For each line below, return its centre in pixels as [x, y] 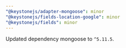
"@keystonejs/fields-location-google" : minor [63, 17]
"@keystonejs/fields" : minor [42, 22]
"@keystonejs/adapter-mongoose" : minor [55, 11]
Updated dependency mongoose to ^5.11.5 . [60, 39]
